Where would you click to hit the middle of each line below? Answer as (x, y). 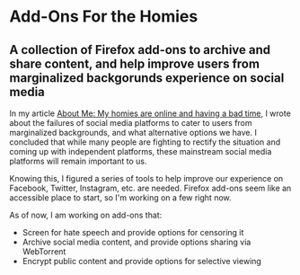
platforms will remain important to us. (78, 161)
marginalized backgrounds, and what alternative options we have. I (133, 133)
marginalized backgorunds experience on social (147, 78)
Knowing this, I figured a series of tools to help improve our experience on (146, 178)
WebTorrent (44, 252)
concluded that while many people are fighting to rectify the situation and (145, 142)
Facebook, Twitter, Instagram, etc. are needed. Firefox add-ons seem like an (150, 188)
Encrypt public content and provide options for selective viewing (142, 261)
